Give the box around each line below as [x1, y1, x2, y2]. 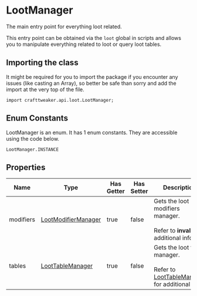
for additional [153, 280, 191, 288]
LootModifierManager [40, 215, 101, 224]
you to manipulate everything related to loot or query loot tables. [6, 41, 162, 48]
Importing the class [6, 58, 79, 68]
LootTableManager [40, 262, 93, 270]
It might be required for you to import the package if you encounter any [6, 73, 178, 80]
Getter [106, 187, 125, 195]
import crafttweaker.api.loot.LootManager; [6, 97, 114, 103]
